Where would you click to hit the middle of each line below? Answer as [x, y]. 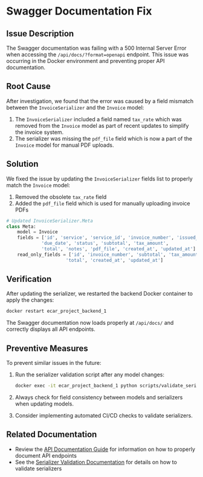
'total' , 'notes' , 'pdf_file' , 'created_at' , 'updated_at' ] [119, 249]
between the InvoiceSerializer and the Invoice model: [75, 107]
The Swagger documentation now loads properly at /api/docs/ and [90, 323]
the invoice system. [39, 132]
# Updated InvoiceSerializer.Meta [50, 221]
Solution [22, 164]
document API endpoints [46, 455]
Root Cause [29, 86]
